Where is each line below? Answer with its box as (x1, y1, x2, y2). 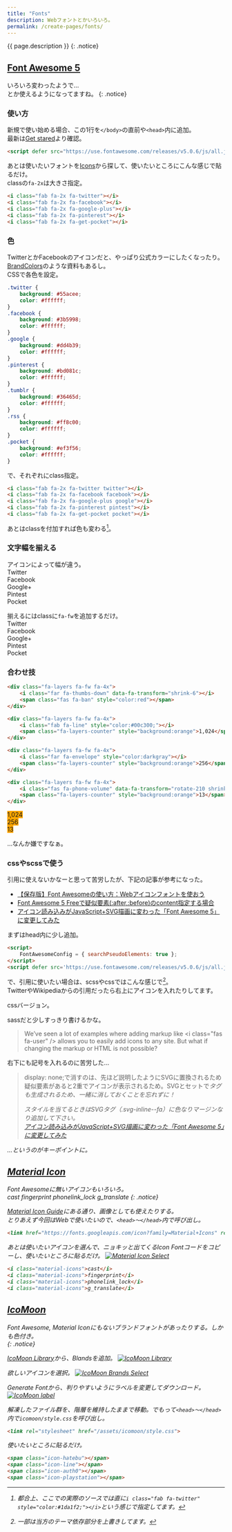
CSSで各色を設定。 (7, 270, 62, 279)
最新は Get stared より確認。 (7, 134, 86, 142)
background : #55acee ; (19, 290, 81, 297)
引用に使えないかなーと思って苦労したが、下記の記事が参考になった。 (7, 875, 207, 884)
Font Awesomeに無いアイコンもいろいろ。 (7, 1185, 128, 1193)
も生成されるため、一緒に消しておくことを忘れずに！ (23, 1090, 175, 1099)
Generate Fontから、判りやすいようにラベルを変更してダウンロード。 (7, 1383, 205, 1392)
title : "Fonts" (7, 10, 51, 17)
